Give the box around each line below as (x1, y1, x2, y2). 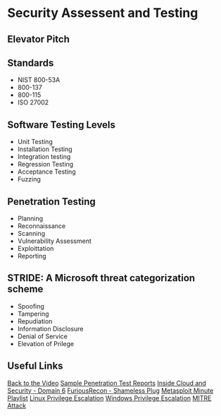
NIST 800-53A (17, 76, 61, 84)
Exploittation (17, 244, 54, 253)
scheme (7, 283, 44, 295)
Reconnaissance (17, 222, 66, 230)
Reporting (17, 252, 47, 261)
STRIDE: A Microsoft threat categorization (7, 272, 196, 284)
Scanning (17, 230, 46, 238)
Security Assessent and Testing (7, 5, 198, 21)
